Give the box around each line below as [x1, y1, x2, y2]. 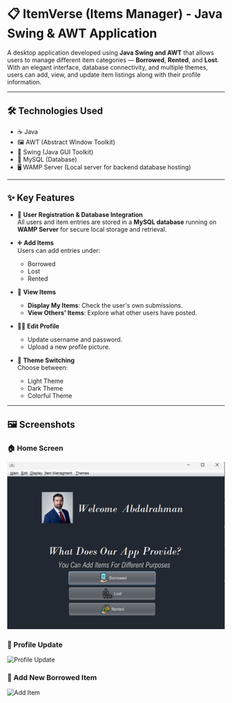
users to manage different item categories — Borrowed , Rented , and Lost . [7, 55, 220, 64]
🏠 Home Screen [7, 443, 64, 453]
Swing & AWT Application [7, 26, 157, 41]
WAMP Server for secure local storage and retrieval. [17, 225, 167, 233]
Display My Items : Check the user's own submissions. [27, 301, 183, 309]
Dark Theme [27, 384, 64, 392]
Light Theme [27, 377, 64, 385]
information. [7, 77, 42, 86]
